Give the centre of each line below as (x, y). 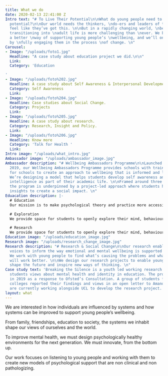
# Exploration (24, 214)
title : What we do (24, 10)
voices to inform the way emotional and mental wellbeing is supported (86, 251)
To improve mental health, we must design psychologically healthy (74, 337)
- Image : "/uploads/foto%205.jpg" (41, 117)
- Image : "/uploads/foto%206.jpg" (41, 135)
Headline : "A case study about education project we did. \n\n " (77, 56)
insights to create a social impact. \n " (53, 191)
